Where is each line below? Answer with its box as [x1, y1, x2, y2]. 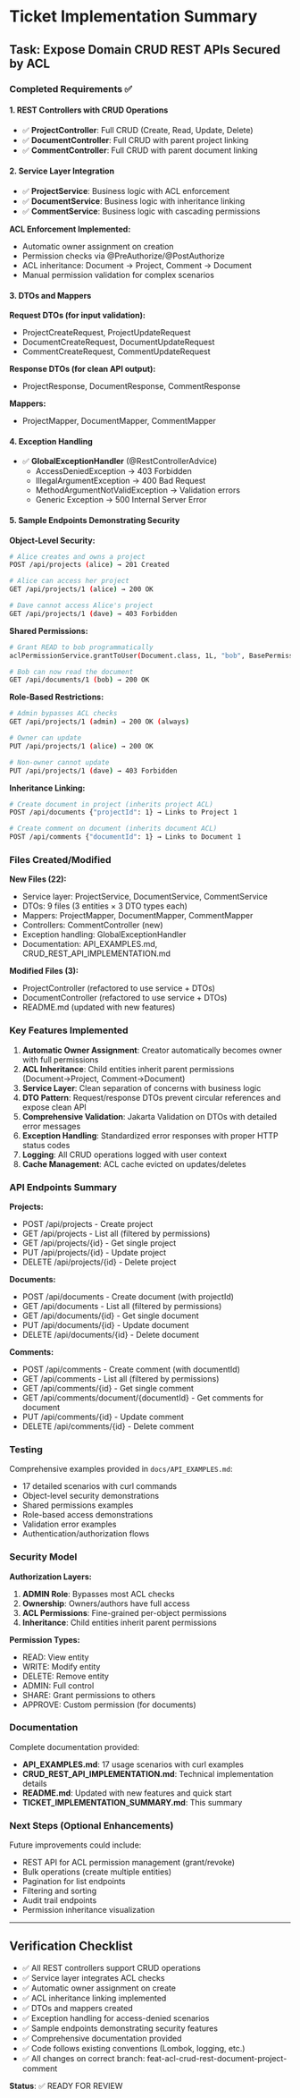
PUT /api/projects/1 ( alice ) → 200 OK [9, 741, 154, 750]
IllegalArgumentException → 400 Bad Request [35, 476, 206, 486]
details [21, 1778, 47, 1789]
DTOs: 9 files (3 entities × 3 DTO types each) [21, 901, 187, 911]
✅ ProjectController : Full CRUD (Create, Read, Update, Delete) [21, 124, 254, 135]
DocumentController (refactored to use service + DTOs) [21, 993, 228, 1003]
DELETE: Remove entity [21, 1671, 110, 1681]
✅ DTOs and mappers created [21, 2002, 133, 2013]
